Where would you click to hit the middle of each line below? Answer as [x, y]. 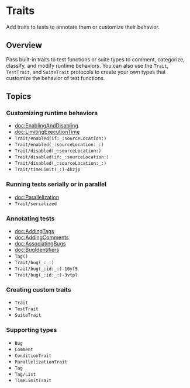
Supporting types [32, 330]
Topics [19, 97]
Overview [24, 45]
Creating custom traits [39, 289]
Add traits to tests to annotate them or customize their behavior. [83, 27]
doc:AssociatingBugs [40, 244]
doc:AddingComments [42, 237]
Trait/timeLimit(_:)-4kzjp [47, 170]
